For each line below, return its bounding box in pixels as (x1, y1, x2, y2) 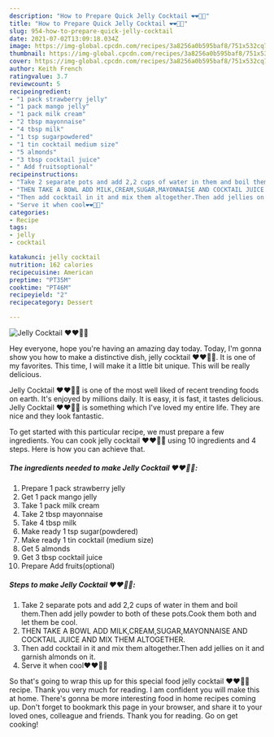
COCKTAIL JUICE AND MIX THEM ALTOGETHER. (20, 635, 186, 644)
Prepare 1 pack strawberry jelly (20, 483, 125, 492)
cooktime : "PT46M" (9, 284, 72, 292)
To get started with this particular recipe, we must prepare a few (9, 427, 224, 436)
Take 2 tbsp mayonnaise (20, 509, 103, 518)
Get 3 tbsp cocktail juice (20, 552, 103, 561)
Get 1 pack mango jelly (20, 492, 98, 501)
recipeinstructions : (9, 171, 80, 179)
